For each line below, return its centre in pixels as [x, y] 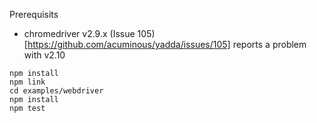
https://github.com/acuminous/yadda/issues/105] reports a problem [167, 44]
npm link [27, 82]
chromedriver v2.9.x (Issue [79, 33]
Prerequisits [34, 14]
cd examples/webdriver [56, 91]
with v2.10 [44, 55]
